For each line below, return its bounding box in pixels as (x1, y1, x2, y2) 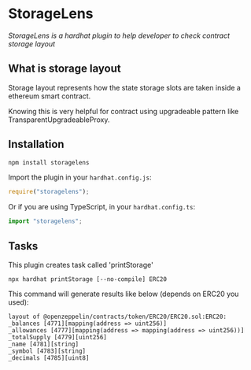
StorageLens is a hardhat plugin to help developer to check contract (8, 31, 231, 40)
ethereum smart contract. (8, 91, 91, 101)
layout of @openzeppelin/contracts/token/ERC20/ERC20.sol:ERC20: (8, 313, 227, 320)
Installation (8, 138, 65, 151)
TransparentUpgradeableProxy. (8, 115, 110, 124)
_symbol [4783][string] (8, 347, 87, 355)
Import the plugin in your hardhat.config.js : (8, 172, 152, 182)
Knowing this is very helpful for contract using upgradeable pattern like (8, 106, 239, 116)
